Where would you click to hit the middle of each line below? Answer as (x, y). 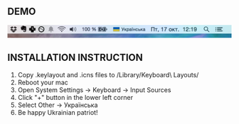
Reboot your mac (43, 82)
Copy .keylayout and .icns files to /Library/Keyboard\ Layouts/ (108, 74)
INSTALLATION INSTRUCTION (75, 58)
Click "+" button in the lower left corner (75, 97)
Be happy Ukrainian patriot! (58, 112)
